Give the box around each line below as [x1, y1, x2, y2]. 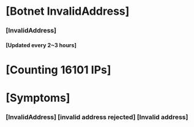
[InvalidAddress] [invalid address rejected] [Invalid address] [6, 113, 188, 121]
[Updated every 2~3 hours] [6, 41, 77, 48]
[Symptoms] [6, 91, 70, 105]
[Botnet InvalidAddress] [6, 4, 130, 18]
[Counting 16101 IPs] [6, 63, 111, 77]
